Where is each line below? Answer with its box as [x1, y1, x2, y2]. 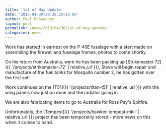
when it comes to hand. [5, 120, 53, 125]
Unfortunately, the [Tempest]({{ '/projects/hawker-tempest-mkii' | [5, 109, 140, 115]
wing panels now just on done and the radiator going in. [5, 90, 119, 95]
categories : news [5, 30, 41, 35]
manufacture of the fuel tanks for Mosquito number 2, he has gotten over [5, 69, 155, 75]
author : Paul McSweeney [5, 16, 55, 21]
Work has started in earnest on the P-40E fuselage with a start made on [5, 44, 153, 50]
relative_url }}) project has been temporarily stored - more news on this [5, 114, 151, 120]
